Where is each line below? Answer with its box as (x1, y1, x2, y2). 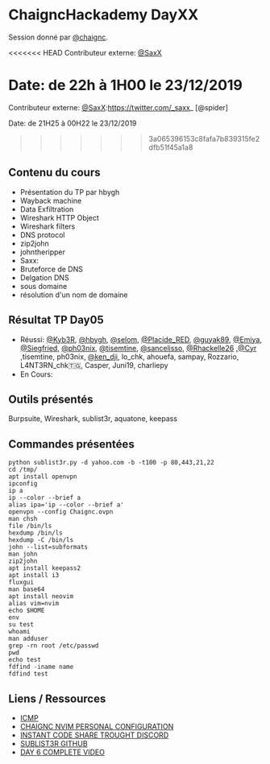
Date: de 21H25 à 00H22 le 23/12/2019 (8, 118, 137, 128)
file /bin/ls (8, 522, 52, 531)
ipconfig (8, 480, 38, 488)
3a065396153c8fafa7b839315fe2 (148, 134, 260, 143)
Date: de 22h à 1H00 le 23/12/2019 (8, 76, 243, 94)
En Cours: (19, 369, 54, 379)
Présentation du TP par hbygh (19, 187, 120, 196)
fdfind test (8, 670, 48, 678)
